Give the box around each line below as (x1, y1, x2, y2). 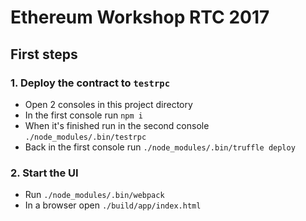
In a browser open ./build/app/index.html (24, 199, 202, 211)
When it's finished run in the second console (24, 119, 210, 131)
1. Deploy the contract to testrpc (10, 76, 171, 90)
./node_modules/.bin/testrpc (24, 132, 147, 142)
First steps (10, 46, 78, 63)
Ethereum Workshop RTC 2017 (10, 6, 270, 29)
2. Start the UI (10, 166, 79, 180)
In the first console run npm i (24, 109, 143, 121)
